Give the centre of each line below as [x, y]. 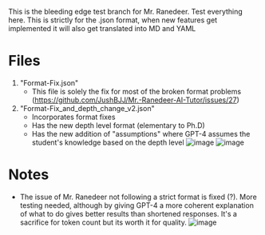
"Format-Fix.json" [49, 82]
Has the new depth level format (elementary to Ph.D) [118, 125]
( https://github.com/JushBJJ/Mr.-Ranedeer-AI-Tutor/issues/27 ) [135, 100]
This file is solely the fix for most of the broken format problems [136, 91]
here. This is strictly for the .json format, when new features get [113, 20]
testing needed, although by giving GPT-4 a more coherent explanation [136, 205]
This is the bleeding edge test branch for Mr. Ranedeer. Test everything [126, 12]
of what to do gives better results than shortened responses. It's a [129, 213]
